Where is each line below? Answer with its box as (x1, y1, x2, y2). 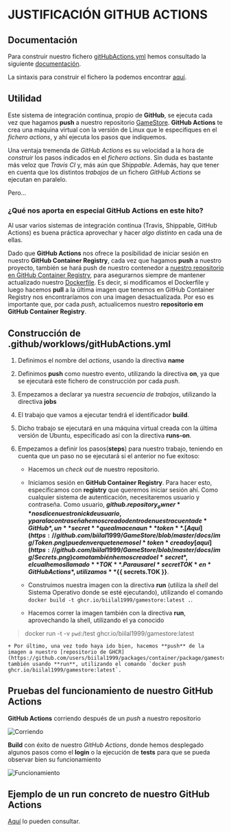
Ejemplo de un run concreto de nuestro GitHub (8, 788, 210, 800)
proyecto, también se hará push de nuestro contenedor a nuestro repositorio (8, 264, 224, 272)
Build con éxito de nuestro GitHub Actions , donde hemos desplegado (8, 741, 204, 749)
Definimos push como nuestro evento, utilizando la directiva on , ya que (17, 369, 220, 377)
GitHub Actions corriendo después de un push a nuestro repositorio (8, 714, 202, 722)
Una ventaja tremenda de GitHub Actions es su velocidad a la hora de (8, 146, 204, 154)
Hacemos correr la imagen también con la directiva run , (27, 608, 186, 617)
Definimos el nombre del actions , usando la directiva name (17, 356, 184, 364)
